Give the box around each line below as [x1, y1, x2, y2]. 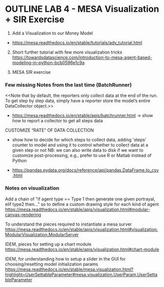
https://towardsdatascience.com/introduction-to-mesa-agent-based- [12, 54, 153, 60]
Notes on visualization [5, 185, 60, 192]
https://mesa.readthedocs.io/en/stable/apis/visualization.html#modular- [5, 206, 150, 212]
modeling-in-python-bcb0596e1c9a [12, 59, 85, 65]
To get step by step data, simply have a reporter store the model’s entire [5, 98, 150, 104]
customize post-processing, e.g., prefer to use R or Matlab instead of [12, 152, 152, 158]
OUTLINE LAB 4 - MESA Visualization [5, 3, 159, 15]
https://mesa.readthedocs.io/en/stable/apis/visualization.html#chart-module [5, 246, 159, 252]
